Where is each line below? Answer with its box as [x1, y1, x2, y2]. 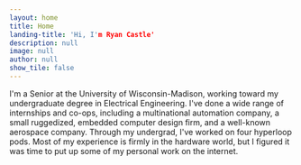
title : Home [9, 22, 54, 31]
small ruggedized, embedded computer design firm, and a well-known [9, 116, 271, 127]
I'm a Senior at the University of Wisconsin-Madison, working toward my [9, 87, 279, 99]
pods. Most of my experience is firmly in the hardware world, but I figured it [9, 136, 290, 147]
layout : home [9, 13, 59, 23]
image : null [9, 47, 54, 56]
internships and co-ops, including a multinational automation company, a [9, 107, 279, 118]
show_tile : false [9, 64, 75, 73]
